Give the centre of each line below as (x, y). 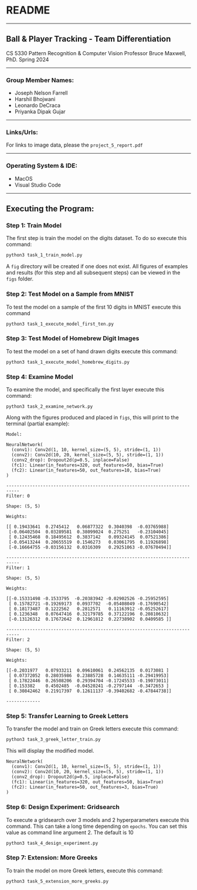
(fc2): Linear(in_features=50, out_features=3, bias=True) (85, 787)
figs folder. (20, 279)
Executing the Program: (50, 209)
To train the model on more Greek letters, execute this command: (84, 870)
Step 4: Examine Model (40, 377)
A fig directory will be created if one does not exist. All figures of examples (97, 266)
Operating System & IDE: (42, 166)
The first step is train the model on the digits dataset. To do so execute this (96, 238)
